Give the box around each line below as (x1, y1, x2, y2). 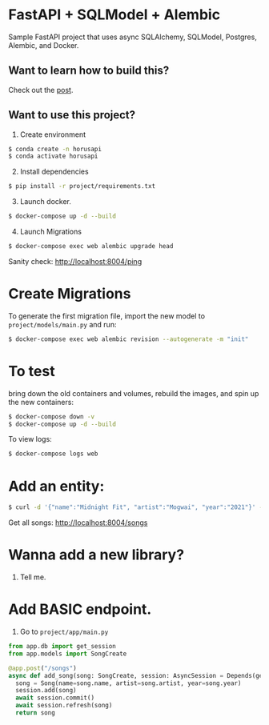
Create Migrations (8, 285, 131, 303)
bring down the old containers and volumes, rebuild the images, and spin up (8, 388, 259, 398)
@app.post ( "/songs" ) (8, 664, 78, 672)
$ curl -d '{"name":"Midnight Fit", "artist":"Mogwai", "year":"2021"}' (8, 503, 256, 511)
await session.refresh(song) (15, 702, 113, 710)
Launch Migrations (19, 226, 82, 237)
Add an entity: (8, 477, 105, 495)
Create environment (19, 130, 86, 139)
